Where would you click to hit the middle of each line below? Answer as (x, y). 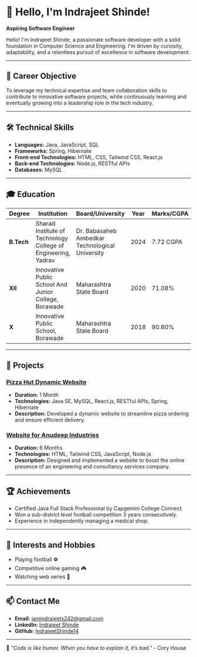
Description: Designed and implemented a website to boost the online (99, 460)
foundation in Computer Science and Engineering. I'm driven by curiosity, (95, 46)
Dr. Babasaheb (96, 231)
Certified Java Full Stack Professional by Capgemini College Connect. (99, 508)
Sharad (45, 224)
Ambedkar (90, 239)
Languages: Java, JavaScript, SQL (57, 145)
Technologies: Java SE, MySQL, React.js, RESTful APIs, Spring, (91, 401)
